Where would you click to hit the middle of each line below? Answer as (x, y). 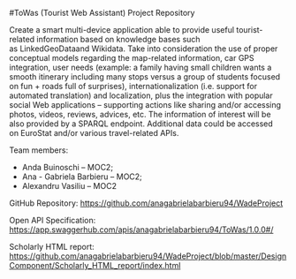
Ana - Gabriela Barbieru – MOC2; (82, 177)
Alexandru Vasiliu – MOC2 (69, 186)
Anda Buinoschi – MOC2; (67, 167)
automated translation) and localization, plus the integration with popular (141, 95)
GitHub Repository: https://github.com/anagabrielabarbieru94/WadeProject (146, 203)
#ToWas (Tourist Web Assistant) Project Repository (102, 13)
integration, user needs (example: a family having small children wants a (140, 67)
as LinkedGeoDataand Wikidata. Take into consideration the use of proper (144, 49)
